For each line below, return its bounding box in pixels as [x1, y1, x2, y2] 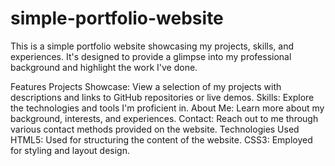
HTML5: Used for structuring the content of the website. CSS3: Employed [10, 133, 313, 146]
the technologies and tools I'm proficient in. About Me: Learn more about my [10, 102, 325, 114]
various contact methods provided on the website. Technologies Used [10, 123, 300, 135]
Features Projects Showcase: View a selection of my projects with [10, 80, 282, 92]
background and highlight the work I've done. [10, 61, 198, 73]
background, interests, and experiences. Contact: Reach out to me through [10, 112, 319, 124]
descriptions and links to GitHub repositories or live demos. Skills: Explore [10, 91, 315, 103]
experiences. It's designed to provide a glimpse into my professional [10, 50, 292, 62]
